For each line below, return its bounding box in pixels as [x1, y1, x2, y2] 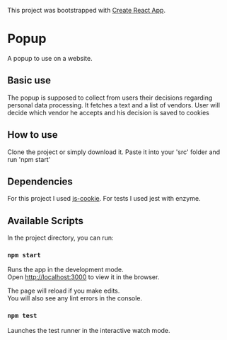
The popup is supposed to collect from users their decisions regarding [7, 93, 213, 102]
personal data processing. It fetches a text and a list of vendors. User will [7, 100, 221, 109]
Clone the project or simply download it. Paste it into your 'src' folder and [7, 148, 221, 156]
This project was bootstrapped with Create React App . [7, 6, 166, 14]
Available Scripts [7, 215, 83, 227]
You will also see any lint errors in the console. [7, 294, 143, 303]
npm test [7, 312, 37, 320]
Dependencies [7, 175, 73, 187]
